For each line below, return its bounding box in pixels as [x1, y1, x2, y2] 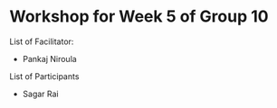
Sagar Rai [22, 88, 59, 99]
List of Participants [9, 70, 80, 82]
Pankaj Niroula [22, 53, 77, 64]
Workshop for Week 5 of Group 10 [9, 6, 269, 27]
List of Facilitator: [9, 36, 74, 47]
